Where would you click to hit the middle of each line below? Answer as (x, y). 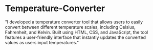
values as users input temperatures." (42, 42)
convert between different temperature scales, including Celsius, (70, 27)
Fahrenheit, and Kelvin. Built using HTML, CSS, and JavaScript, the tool (76, 32)
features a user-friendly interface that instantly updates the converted (76, 37)
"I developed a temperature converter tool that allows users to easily (74, 22)
